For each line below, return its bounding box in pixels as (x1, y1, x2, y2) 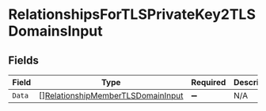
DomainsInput (8, 22, 103, 40)
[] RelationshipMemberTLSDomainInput (38, 91, 184, 101)
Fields (8, 54, 40, 67)
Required (191, 77, 226, 87)
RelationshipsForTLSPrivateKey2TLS (8, 6, 256, 24)
